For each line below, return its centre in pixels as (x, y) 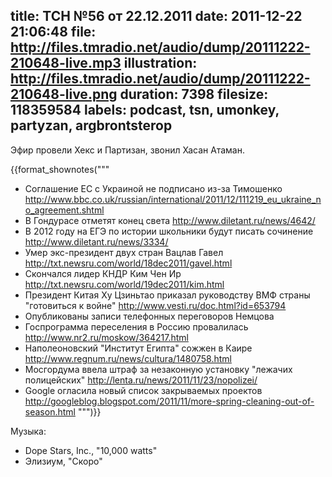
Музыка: (28, 431)
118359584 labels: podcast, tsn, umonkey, (145, 110)
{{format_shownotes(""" (60, 169)
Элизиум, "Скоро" (63, 461)
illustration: (160, 63)
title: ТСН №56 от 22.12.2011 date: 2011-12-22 (156, 16)
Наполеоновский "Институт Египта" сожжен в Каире (138, 348)
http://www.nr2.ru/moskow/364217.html (106, 337)
